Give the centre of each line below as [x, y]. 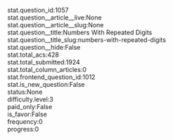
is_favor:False [27, 114]
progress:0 [23, 129]
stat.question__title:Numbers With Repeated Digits [80, 32]
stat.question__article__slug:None [56, 25]
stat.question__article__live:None [55, 17]
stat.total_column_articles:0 [47, 70]
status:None [25, 92]
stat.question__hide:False [44, 47]
